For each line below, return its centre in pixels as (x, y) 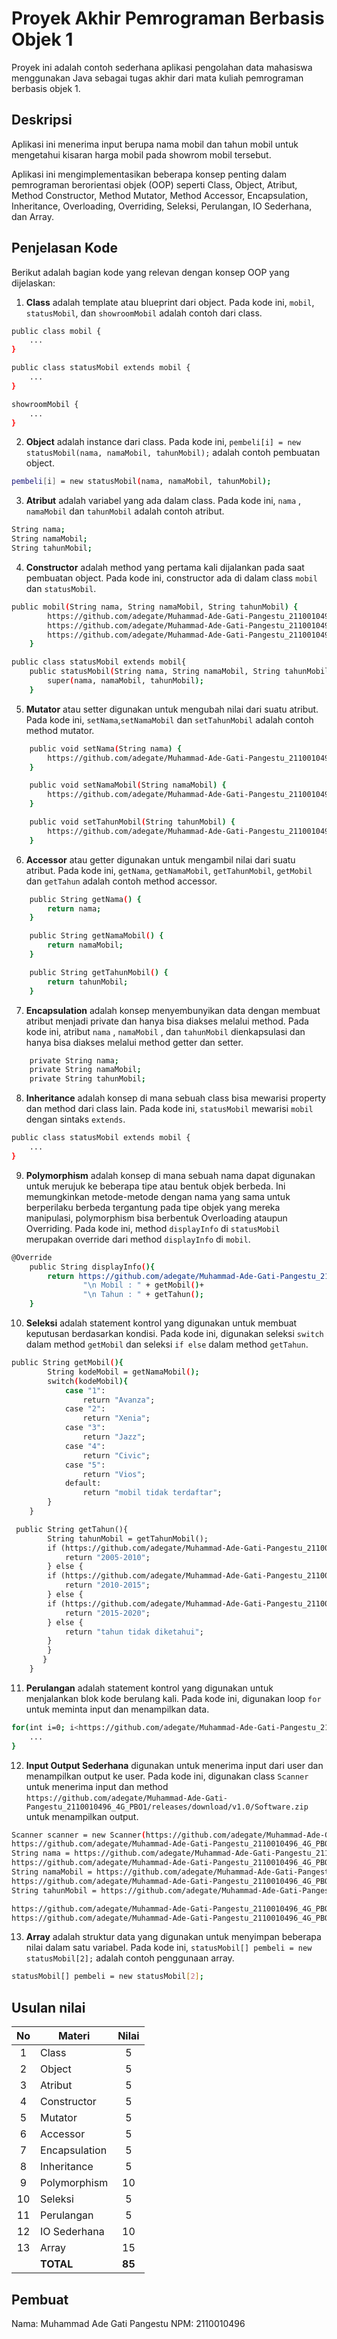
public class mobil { (56, 331)
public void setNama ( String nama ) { (106, 748)
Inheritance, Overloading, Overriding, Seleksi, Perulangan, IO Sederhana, (162, 206)
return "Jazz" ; (114, 1437)
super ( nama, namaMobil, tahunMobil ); (125, 681)
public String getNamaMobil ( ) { (96, 936)
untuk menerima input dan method (97, 1786)
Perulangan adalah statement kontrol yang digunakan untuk (149, 1688)
